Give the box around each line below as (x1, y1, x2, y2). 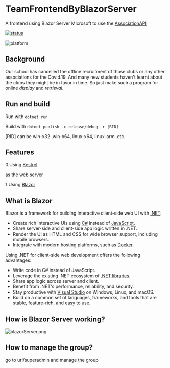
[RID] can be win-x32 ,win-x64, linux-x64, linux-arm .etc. (5, 133, 126, 139)
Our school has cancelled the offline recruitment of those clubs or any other (5, 68, 165, 74)
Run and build (5, 100, 50, 108)
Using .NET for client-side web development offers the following (5, 252, 140, 258)
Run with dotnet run (5, 113, 48, 120)
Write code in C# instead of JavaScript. (12, 267, 96, 274)
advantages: (5, 257, 32, 263)
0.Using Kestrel (5, 162, 38, 168)
